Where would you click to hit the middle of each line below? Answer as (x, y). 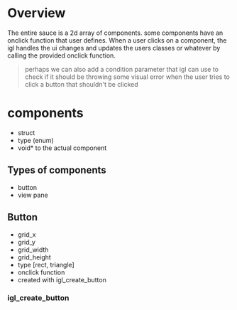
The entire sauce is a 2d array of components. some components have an (115, 33)
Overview (37, 13)
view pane (33, 195)
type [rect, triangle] (46, 264)
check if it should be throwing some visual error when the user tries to (127, 77)
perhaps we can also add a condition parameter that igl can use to (121, 69)
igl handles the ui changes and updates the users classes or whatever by (114, 48)
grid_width (33, 250)
